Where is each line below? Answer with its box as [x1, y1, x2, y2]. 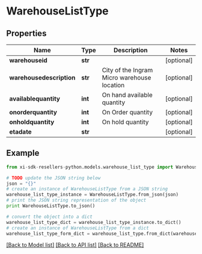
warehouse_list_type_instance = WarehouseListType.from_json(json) [6, 191, 179, 198]
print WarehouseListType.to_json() [6, 203, 96, 209]
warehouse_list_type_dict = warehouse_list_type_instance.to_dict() [6, 219, 182, 225]
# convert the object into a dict [6, 214, 93, 220]
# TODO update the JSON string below [6, 175, 101, 181]
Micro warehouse [102, 73, 151, 82]
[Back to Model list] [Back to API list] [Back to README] [6, 241, 144, 249]
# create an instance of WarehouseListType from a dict [6, 225, 149, 231]
